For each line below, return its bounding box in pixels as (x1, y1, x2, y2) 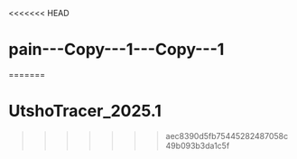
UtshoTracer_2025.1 (8, 101, 162, 121)
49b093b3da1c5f (165, 140, 230, 151)
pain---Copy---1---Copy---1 (8, 40, 225, 60)
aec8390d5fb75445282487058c (165, 130, 289, 141)
